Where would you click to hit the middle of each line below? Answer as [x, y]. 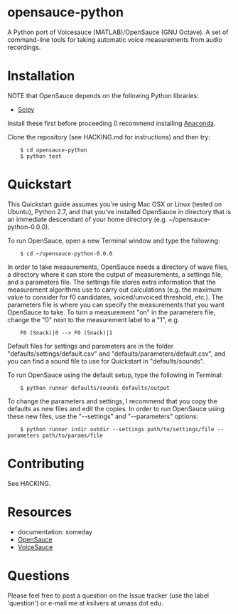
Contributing [46, 464]
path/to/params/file [72, 435]
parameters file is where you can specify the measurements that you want [116, 305]
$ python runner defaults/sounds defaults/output [95, 388]
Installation [41, 76]
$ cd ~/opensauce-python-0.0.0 [66, 253]
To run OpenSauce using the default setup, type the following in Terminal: [115, 375]
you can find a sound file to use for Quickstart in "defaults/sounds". [106, 361]
